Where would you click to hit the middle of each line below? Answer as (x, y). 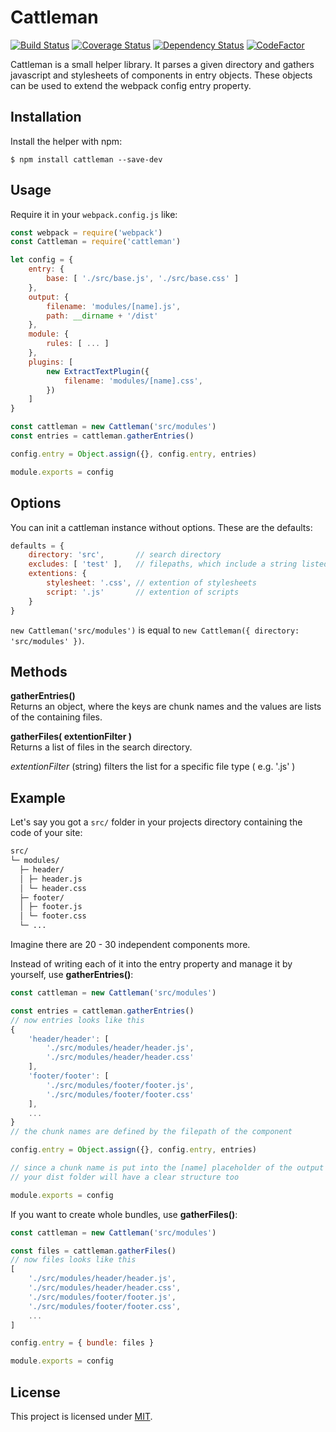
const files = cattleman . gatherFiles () (93, 1251)
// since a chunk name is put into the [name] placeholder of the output (167, 1168)
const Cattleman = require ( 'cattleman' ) (96, 242)
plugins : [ (51, 362)
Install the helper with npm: (66, 141)
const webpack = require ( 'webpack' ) (86, 232)
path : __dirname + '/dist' (102, 316)
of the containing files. (56, 717)
